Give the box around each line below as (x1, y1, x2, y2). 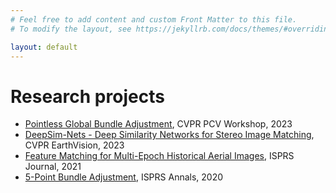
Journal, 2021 (24, 161, 82, 173)
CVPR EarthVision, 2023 (24, 139, 125, 151)
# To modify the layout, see (10, 24, 132, 34)
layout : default (10, 42, 78, 52)
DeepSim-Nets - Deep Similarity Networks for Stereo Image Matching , (24, 129, 315, 141)
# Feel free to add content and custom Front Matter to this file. (10, 14, 298, 25)
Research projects (10, 85, 165, 108)
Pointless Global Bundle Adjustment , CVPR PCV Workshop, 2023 (24, 118, 293, 130)
